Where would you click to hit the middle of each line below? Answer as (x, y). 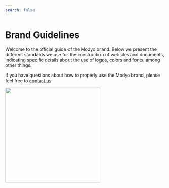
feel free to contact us (28, 80)
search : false (20, 10)
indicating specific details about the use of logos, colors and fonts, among (83, 60)
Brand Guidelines (42, 35)
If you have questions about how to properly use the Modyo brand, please (83, 75)
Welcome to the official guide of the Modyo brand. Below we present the (81, 49)
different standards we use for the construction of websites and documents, (85, 54)
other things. (19, 65)
